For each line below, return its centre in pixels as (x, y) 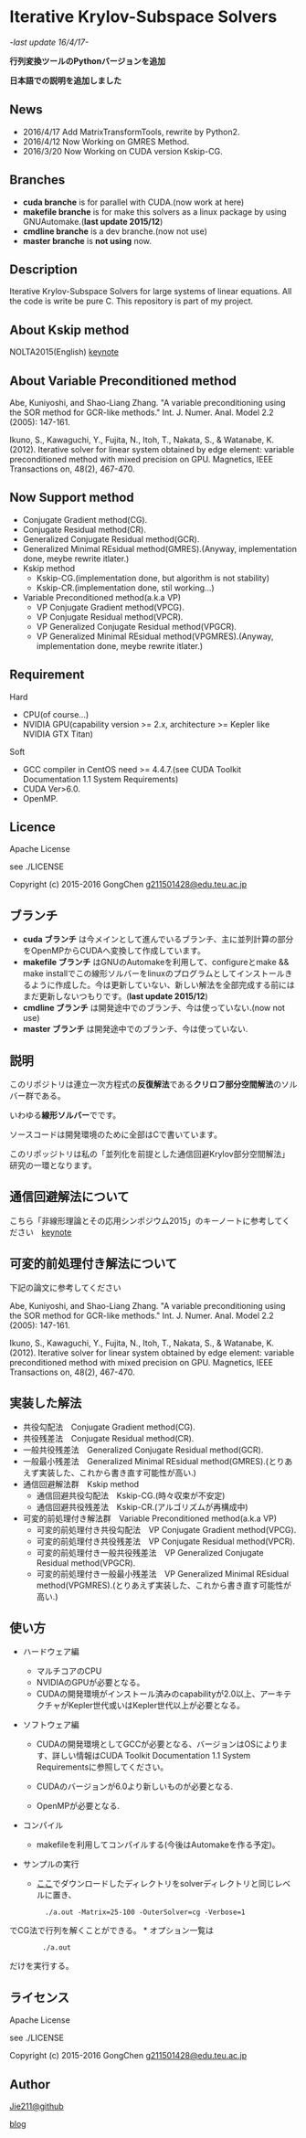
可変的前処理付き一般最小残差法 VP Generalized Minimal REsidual (163, 1573)
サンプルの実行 (51, 1864)
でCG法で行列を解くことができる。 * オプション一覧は (112, 1931)
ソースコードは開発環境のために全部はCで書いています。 (116, 1134)
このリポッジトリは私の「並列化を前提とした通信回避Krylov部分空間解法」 (150, 1154)
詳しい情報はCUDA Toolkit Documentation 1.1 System (151, 1756)
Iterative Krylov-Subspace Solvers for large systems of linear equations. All (151, 292)
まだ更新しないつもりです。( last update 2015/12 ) (115, 996)
